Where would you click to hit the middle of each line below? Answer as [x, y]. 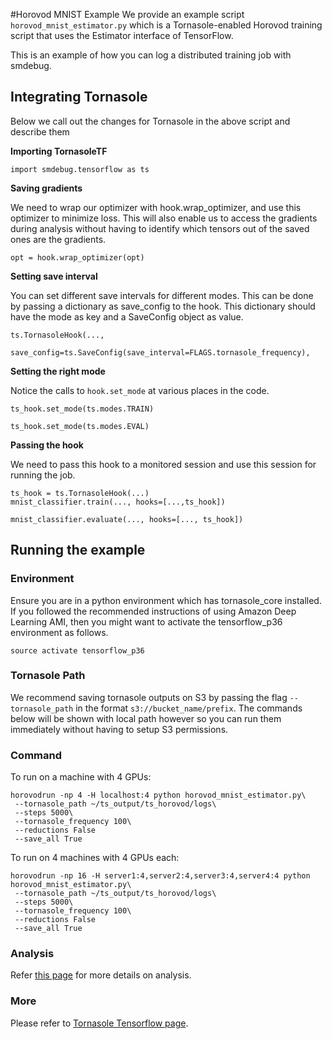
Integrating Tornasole [79, 97]
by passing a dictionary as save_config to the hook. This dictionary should [163, 306]
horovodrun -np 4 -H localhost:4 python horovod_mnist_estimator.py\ [158, 795]
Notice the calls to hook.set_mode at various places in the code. [140, 390]
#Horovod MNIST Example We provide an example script [127, 14]
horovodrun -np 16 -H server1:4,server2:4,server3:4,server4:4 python [160, 876]
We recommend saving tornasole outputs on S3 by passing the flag [149, 697]
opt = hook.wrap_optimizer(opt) [77, 257]
